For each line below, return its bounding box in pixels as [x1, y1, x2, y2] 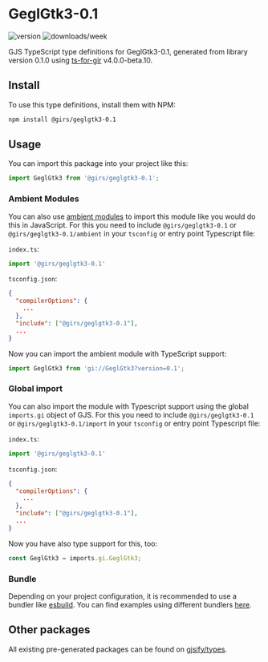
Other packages [8, 623, 91, 637]
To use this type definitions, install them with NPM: [8, 99, 177, 109]
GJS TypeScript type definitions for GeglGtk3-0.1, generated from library [8, 46, 249, 56]
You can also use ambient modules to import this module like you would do [8, 212, 256, 221]
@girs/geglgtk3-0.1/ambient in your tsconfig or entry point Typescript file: [8, 228, 255, 238]
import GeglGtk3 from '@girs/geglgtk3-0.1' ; [8, 174, 160, 183]
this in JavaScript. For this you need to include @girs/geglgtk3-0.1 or [8, 220, 237, 229]
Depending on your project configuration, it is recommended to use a [8, 591, 237, 601]
